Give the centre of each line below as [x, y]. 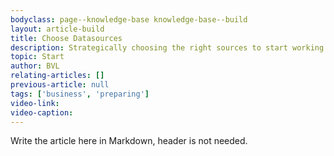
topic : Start [37, 57]
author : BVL [35, 66]
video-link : [35, 103]
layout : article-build [57, 29]
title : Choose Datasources [66, 38]
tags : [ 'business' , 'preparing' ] [80, 94]
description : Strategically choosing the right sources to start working [167, 47]
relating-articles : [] [57, 76]
